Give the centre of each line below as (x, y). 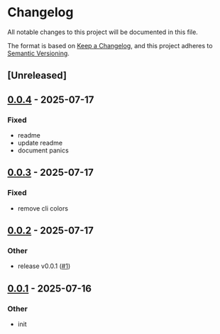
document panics (43, 150)
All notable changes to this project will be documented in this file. (103, 32)
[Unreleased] (37, 76)
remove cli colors (43, 208)
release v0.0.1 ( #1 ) (44, 266)
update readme (40, 143)
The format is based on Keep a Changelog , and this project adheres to (110, 45)
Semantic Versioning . (38, 53)
